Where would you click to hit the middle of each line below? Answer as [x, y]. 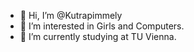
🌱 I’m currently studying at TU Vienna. [98, 36]
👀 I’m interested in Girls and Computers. [102, 26]
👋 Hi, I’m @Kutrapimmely [71, 15]
